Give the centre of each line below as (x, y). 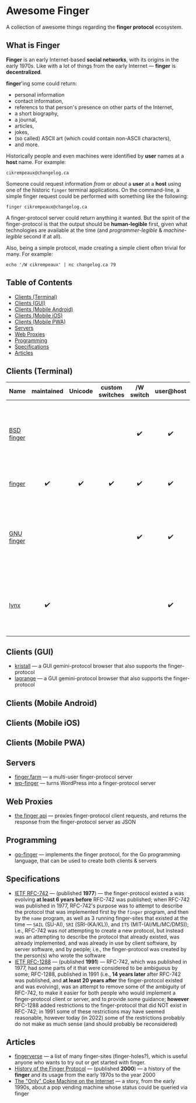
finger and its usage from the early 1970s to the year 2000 (85, 1075)
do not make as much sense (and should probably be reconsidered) (96, 1024)
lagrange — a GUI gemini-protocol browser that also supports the (93, 678)
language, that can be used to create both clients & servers (85, 860)
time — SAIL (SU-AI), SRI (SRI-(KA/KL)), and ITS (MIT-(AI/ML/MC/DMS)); (101, 924)
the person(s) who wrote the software (60, 955)
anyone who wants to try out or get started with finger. (80, 1063)
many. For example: (30, 254)
